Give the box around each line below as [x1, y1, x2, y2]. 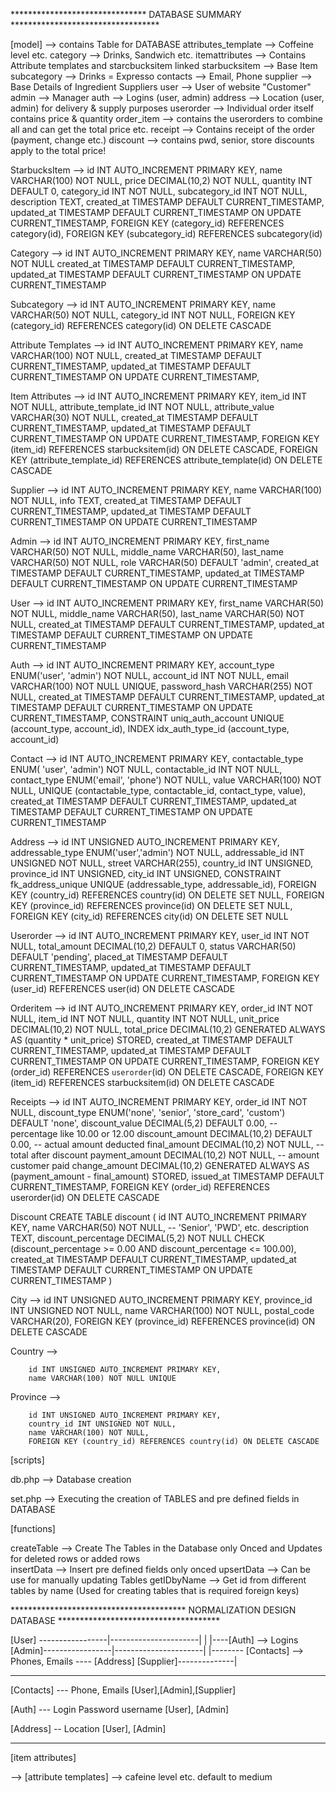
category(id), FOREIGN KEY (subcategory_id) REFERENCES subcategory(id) [10, 228, 323, 239]
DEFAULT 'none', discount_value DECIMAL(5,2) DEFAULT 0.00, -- [10, 1117, 278, 1129]
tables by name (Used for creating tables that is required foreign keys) [10, 1585, 300, 1596]
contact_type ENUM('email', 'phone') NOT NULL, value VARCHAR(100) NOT [10, 774, 322, 786]
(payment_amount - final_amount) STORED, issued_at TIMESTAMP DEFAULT [10, 1170, 325, 1182]
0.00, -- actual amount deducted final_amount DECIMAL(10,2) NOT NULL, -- [10, 1139, 325, 1150]
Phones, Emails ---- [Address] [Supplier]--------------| [10, 1655, 238, 1667]
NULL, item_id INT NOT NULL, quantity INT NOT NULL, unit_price [10, 1013, 280, 1024]
